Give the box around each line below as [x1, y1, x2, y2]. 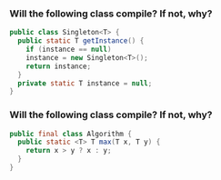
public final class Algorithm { [9, 129, 132, 138]
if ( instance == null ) [25, 45, 112, 55]
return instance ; [25, 62, 92, 71]
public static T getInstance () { [17, 36, 145, 45]
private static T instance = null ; [17, 78, 153, 88]
